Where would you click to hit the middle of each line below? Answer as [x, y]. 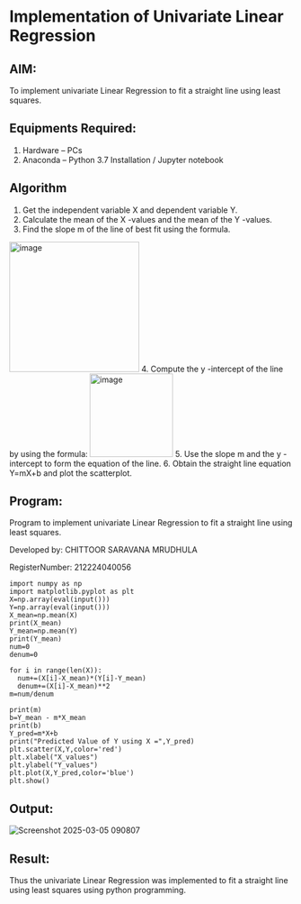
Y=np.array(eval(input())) [60, 607]
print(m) [26, 710]
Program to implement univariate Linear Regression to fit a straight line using [151, 523]
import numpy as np [46, 584]
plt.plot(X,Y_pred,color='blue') [72, 773]
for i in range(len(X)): [56, 671]
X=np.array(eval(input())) [60, 600]
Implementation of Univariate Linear [147, 17]
